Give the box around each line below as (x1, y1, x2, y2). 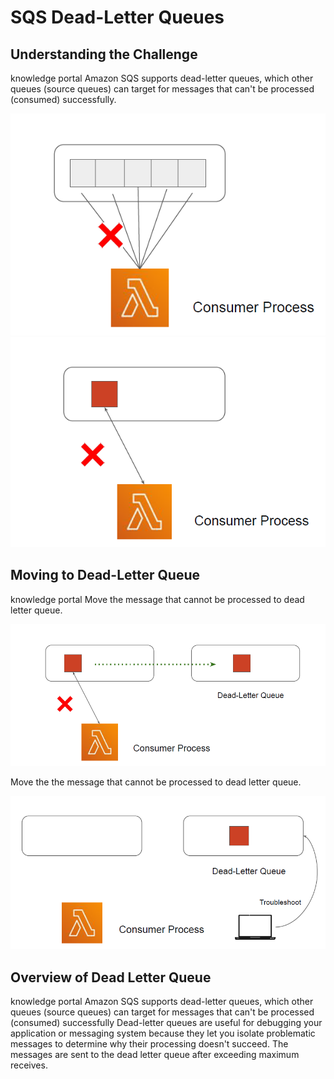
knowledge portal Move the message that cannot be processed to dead (10, 593, 305, 605)
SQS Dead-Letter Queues (10, 6, 225, 29)
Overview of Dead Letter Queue (10, 969, 212, 986)
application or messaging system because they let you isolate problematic (10, 1027, 316, 1040)
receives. (10, 1059, 48, 1071)
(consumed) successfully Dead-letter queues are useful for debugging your (10, 1017, 323, 1029)
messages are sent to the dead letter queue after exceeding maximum (10, 1049, 300, 1061)
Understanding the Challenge (10, 46, 198, 63)
